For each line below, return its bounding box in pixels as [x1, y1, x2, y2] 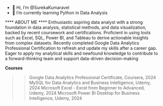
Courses [5, 65, 23, 71]
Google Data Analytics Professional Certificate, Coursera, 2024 [29, 75, 156, 80]
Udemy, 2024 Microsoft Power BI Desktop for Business [29, 90, 140, 96]
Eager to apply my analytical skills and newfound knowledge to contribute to [5, 50, 158, 56]
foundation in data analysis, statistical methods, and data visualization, [5, 24, 147, 30]
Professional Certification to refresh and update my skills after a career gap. [5, 45, 157, 51]
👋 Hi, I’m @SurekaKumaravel [12, 5, 70, 10]
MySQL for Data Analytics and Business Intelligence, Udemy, [29, 80, 151, 85]
